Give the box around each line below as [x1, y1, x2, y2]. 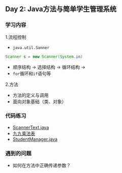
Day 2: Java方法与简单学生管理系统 [5, 5, 117, 14]
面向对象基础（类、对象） [12, 98, 67, 105]
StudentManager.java [12, 136, 57, 142]
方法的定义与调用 [12, 92, 49, 98]
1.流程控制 [5, 34, 26, 40]
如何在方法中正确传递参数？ [12, 162, 71, 168]
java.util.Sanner [12, 45, 50, 50]
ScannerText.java [12, 124, 49, 130]
